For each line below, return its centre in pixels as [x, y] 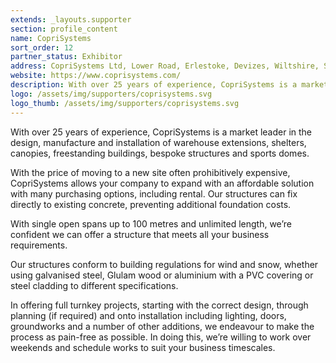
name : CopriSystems [51, 38]
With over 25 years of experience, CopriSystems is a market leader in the [161, 132]
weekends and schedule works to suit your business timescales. [143, 347]
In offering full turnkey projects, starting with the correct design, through [159, 305]
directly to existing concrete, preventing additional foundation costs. [151, 204]
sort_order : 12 [42, 47]
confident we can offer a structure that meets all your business [140, 234]
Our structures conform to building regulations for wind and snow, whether [164, 264]
